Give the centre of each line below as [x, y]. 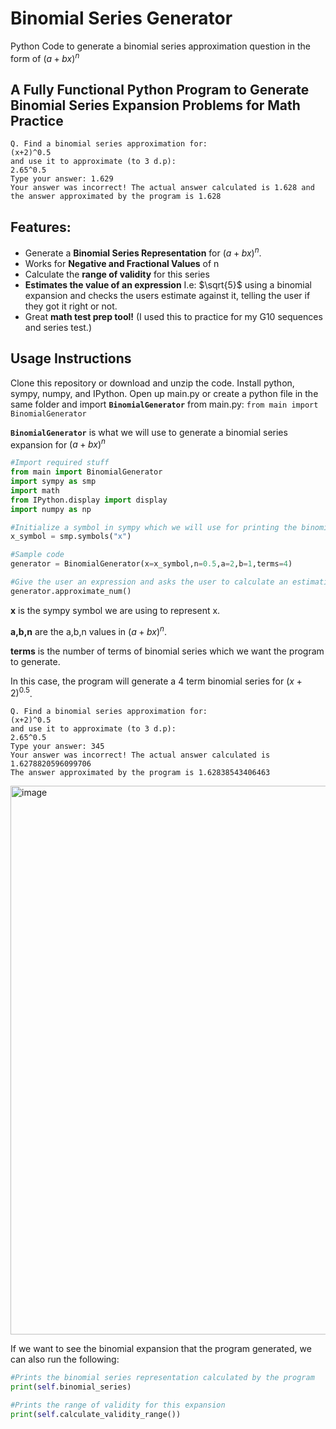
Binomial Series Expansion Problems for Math [155, 105]
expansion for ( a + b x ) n [58, 444]
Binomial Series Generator [121, 18]
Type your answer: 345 [57, 747]
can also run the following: [65, 1359]
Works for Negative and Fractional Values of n [122, 263]
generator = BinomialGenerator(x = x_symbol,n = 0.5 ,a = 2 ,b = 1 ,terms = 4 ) [151, 564]
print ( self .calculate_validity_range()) [96, 1414]
